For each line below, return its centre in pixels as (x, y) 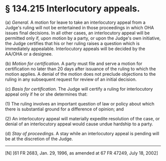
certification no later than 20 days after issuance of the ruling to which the (81, 69)
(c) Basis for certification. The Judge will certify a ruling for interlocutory (79, 89)
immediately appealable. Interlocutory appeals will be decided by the (75, 49)
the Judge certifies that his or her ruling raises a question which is (72, 43)
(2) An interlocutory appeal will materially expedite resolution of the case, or (83, 118)
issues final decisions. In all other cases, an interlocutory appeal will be (77, 33)
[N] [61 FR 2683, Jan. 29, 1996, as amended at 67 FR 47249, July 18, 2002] (82, 153)
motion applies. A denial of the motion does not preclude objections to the (81, 74)
